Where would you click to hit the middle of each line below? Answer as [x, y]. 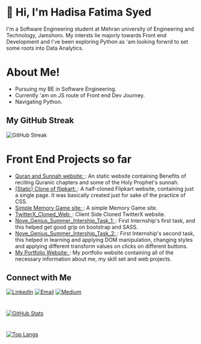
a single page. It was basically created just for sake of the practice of [100, 195]
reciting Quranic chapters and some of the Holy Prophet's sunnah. [97, 182]
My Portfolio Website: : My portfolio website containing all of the [94, 252]
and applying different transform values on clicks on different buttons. [101, 246]
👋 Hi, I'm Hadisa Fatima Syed [79, 12]
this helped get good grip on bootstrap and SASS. [76, 227]
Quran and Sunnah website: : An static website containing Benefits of [100, 176]
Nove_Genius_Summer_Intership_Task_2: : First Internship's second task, [105, 233]
